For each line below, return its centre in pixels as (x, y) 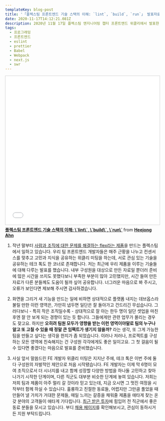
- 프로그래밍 (20, 32)
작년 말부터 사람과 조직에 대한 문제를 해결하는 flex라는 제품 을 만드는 (76, 245)
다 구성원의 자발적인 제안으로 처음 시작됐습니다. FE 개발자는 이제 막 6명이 (82, 365)
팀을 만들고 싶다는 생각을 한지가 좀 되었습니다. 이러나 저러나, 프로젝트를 (80, 336)
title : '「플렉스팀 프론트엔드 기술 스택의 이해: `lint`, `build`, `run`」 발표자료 (83, 14)
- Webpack (19, 55)
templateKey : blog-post (29, 10)
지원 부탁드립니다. (35, 414)
